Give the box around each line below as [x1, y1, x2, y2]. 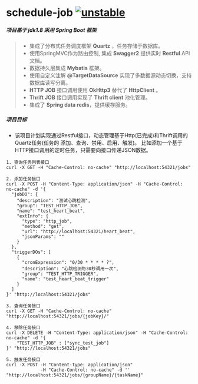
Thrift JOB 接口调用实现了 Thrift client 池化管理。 [29, 94, 151, 101]
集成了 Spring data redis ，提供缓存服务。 [29, 101, 131, 108]
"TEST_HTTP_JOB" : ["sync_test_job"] [16, 340, 110, 346]
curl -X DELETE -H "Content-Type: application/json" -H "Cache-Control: [6, 330, 189, 336]
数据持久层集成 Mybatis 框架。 [29, 65, 105, 72]
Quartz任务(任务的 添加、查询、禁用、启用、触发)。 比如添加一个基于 [14, 139, 183, 147]
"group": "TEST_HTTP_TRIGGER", [21, 271, 99, 277]
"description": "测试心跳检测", [16, 198, 91, 204]
